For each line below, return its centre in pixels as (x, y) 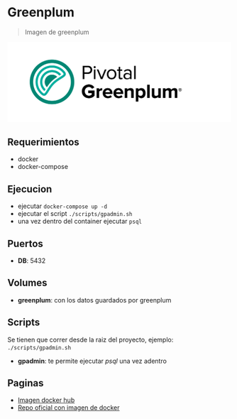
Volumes (27, 283)
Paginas (26, 383)
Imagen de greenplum (57, 32)
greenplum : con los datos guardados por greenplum (94, 300)
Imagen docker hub (46, 400)
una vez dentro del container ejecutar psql (79, 222)
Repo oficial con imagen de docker (68, 408)
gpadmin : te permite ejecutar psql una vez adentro (92, 361)
